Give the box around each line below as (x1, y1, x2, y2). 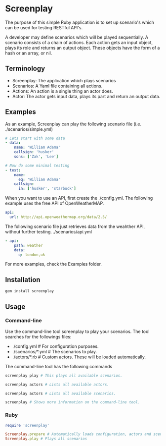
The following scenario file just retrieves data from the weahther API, (5, 223, 145, 229)
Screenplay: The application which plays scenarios (12, 77, 116, 83)
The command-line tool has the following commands (5, 363, 113, 369)
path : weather (14, 243, 43, 248)
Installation (5, 276, 41, 284)
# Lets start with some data (5, 136, 65, 141)
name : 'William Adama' (14, 145, 61, 150)
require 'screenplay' (5, 423, 50, 428)
